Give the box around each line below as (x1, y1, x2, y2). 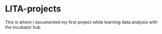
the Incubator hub (5, 24, 41, 30)
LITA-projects (5, 3, 61, 14)
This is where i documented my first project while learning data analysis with (5, 19, 158, 25)
